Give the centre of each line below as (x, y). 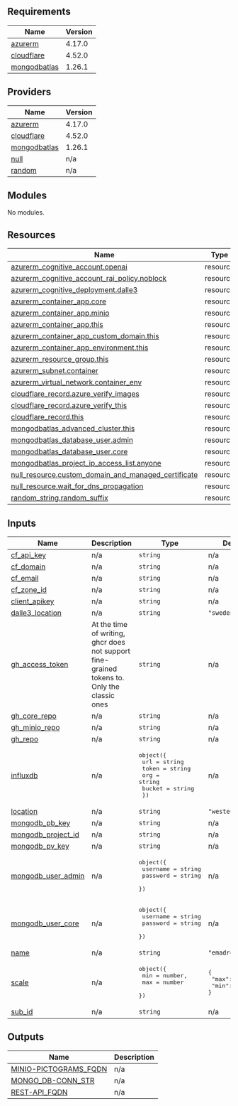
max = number (163, 983)
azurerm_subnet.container (55, 371)
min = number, (165, 976)
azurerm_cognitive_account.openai (69, 267)
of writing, (108, 633)
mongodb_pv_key (40, 847)
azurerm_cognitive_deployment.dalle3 (74, 290)
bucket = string (168, 789)
